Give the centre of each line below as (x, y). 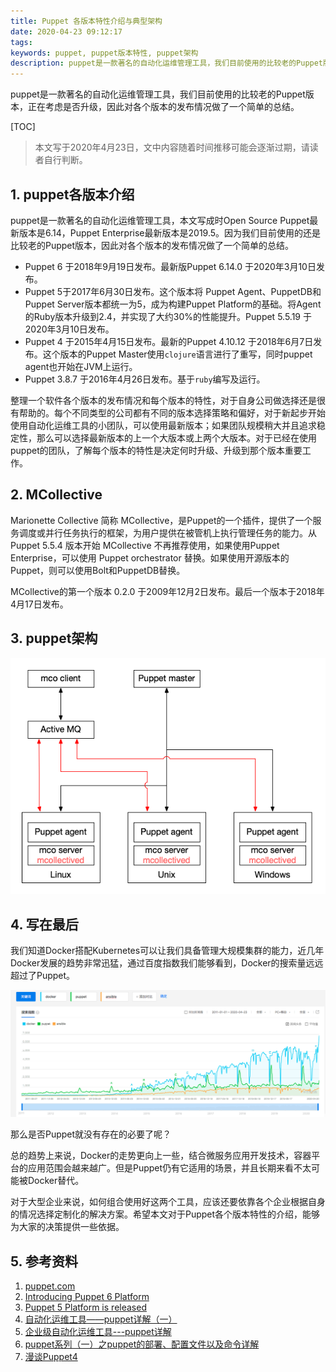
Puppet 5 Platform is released (85, 1307)
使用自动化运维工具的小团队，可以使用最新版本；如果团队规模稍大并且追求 (163, 425)
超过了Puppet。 (43, 975)
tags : (21, 42)
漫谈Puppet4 (51, 1357)
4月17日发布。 (39, 604)
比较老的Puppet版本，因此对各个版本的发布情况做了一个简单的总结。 (152, 245)
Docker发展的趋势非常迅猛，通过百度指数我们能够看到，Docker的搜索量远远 (167, 962)
